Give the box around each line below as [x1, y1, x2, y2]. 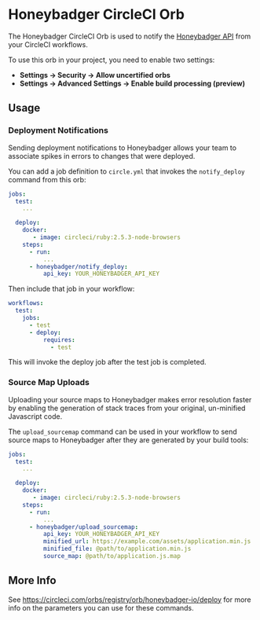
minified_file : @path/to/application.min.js [42, 545, 192, 553]
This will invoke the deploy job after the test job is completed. [8, 358, 207, 367]
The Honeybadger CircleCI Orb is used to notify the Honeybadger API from [8, 31, 251, 41]
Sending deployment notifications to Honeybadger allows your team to [8, 143, 237, 152]
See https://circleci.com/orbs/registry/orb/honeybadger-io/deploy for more [8, 595, 251, 604]
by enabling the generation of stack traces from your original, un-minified [8, 403, 246, 413]
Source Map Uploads [8, 377, 90, 388]
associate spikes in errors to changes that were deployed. [8, 151, 196, 160]
